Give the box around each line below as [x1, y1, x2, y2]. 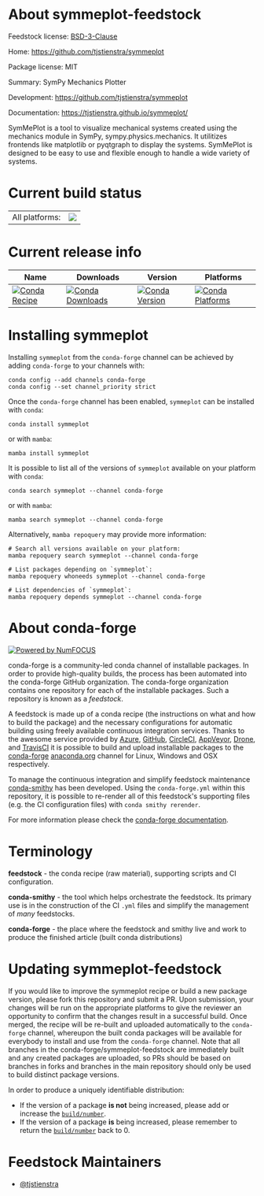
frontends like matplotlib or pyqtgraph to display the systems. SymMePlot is [8, 139, 253, 149]
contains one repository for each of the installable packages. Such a [8, 685, 229, 694]
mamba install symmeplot [8, 449, 90, 457]
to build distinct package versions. [8, 1069, 119, 1079]
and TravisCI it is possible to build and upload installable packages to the [8, 742, 244, 752]
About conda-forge [8, 619, 137, 637]
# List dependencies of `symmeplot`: [8, 586, 132, 594]
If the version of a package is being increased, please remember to [19, 1116, 237, 1127]
